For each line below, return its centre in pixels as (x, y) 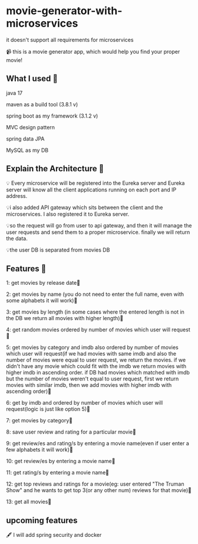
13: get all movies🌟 (29, 502)
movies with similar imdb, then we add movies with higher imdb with (89, 385)
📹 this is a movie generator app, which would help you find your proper (93, 51)
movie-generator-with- (64, 11)
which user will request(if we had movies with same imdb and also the (91, 354)
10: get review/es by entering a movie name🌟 (61, 461)
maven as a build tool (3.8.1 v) (42, 104)
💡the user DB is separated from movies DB (58, 250)
